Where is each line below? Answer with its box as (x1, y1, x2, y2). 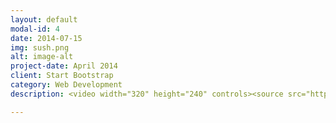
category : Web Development (10, 80, 123, 90)
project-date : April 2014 (10, 61, 118, 71)
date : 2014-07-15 (10, 33, 83, 43)
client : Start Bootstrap (10, 71, 114, 81)
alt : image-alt (10, 52, 74, 62)
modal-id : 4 (10, 24, 60, 34)
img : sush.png (10, 42, 70, 53)
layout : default (10, 14, 78, 25)
